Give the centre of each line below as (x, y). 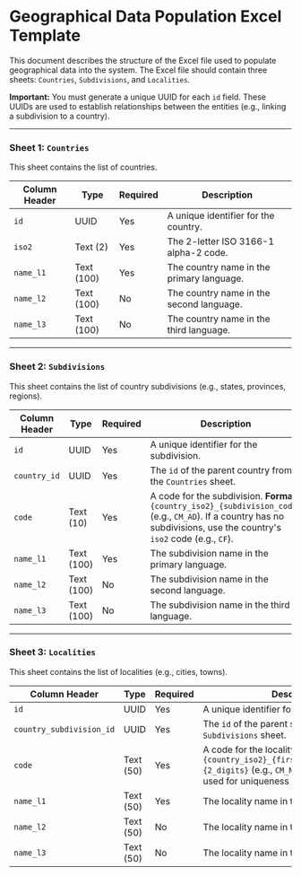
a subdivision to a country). (60, 116)
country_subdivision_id (64, 729)
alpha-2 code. (198, 253)
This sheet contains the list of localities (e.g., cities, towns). (119, 671)
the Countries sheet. (193, 481)
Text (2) (92, 247)
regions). (26, 396)
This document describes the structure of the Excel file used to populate (143, 60)
